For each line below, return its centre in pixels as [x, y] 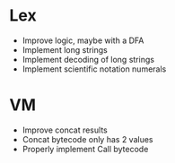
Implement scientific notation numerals [94, 69]
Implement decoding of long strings [88, 59]
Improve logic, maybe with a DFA [83, 40]
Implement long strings [65, 49]
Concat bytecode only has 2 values [87, 139]
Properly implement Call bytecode [85, 149]
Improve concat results [65, 130]
